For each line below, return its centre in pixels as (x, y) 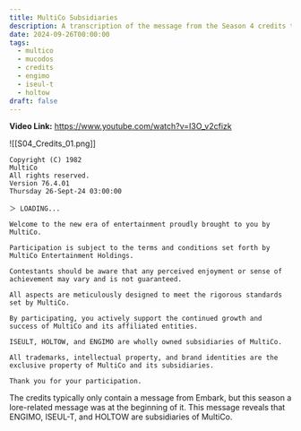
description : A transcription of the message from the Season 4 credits (148, 26)
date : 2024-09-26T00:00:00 (60, 34)
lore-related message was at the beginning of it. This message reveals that (147, 408)
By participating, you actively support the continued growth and (136, 319)
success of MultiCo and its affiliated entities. (104, 327)
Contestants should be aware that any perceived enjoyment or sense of (146, 272)
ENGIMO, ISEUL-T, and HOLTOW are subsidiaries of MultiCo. (121, 417)
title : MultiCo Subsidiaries (64, 17)
